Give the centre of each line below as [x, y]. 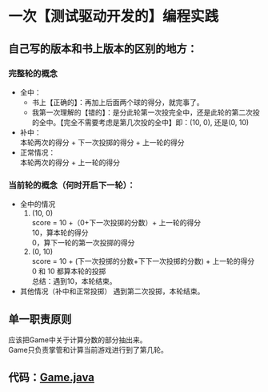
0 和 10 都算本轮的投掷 [69, 271]
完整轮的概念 [33, 73]
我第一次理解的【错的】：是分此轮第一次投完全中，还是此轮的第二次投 [146, 112]
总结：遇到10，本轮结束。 [74, 281]
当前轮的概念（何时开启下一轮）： [72, 185]
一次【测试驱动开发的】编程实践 [114, 16]
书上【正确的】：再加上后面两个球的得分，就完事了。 [118, 102]
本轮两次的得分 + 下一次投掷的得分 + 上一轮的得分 [102, 142]
